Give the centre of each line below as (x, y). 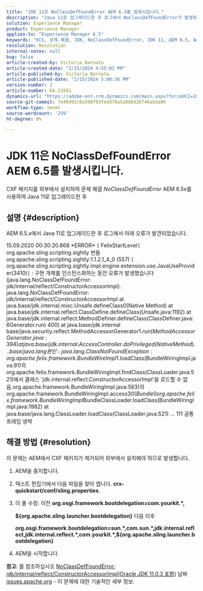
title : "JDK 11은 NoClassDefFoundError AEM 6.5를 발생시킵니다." (85, 12)
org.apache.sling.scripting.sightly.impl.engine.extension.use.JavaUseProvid (101, 266)
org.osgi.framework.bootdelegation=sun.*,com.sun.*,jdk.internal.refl (105, 528)
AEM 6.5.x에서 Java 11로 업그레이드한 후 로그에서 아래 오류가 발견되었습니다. (97, 233)
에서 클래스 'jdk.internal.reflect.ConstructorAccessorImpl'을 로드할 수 (98, 379)
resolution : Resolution (36, 46)
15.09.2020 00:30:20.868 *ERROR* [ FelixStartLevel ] (73, 245)
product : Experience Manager (43, 29)
